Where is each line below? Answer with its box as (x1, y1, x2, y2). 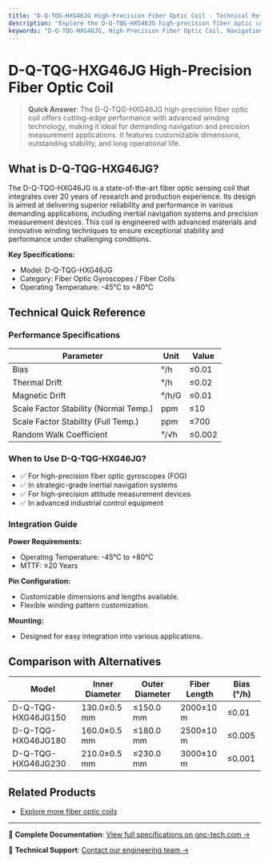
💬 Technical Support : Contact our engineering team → (8, 845, 190, 855)
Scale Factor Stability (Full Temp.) (12, 416, 139, 427)
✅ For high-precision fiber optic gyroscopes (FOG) (19, 471, 188, 481)
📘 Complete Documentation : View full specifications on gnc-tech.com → (8, 830, 251, 840)
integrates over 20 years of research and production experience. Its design (8, 192, 256, 201)
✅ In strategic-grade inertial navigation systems (19, 480, 178, 490)
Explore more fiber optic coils (19, 807, 118, 817)
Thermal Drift (12, 377, 62, 388)
